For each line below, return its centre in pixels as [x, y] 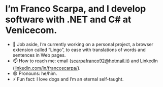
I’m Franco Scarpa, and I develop [76, 9]
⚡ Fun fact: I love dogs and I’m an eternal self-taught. [68, 79]
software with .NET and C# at [68, 19]
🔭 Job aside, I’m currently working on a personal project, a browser [83, 44]
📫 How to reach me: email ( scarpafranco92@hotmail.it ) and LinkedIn [85, 61]
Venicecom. [31, 30]
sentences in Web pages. [39, 55]
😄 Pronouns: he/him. [35, 73]
